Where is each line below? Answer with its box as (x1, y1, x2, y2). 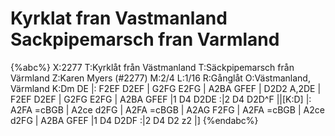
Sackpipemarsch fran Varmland (10, 28, 280, 51)
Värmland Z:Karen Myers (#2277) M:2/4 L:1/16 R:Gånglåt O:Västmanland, (10, 72, 311, 84)
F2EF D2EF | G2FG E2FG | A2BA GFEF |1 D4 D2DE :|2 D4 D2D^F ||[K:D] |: (10, 93, 312, 105)
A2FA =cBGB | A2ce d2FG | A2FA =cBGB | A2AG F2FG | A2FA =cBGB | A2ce (10, 103, 325, 116)
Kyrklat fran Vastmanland (10, 7, 228, 30)
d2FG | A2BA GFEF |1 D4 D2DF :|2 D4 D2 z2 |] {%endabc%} (10, 114, 259, 126)
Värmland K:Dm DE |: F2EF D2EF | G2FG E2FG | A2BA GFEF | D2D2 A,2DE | (10, 82, 322, 94)
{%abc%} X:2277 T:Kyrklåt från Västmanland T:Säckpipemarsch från (10, 61, 295, 73)
